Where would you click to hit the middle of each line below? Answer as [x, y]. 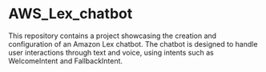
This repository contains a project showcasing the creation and [113, 36]
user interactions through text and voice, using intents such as [111, 52]
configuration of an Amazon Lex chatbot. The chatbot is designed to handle [133, 44]
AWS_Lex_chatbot [71, 14]
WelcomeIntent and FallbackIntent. [65, 61]
